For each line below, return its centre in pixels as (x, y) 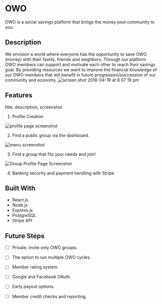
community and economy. (31, 80)
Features (19, 95)
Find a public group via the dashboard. (51, 135)
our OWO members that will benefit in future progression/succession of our (81, 75)
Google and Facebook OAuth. (41, 277)
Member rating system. (35, 267)
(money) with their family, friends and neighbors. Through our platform (76, 59)
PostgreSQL (24, 215)
